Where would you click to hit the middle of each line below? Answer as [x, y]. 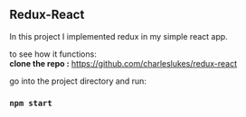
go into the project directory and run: [78, 81]
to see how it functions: [53, 54]
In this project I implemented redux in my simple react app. [118, 36]
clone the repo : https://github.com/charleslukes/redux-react [123, 63]
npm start [31, 103]
